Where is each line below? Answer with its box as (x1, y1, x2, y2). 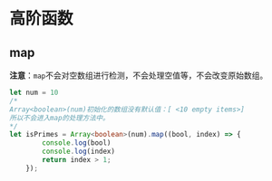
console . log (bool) (42, 138, 112, 148)
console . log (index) (42, 147, 116, 157)
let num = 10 (9, 88, 59, 97)
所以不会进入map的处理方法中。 (9, 113, 111, 122)
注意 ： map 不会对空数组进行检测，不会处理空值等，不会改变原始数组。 (9, 70, 268, 81)
